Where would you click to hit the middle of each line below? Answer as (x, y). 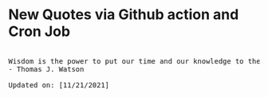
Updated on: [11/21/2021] (59, 85)
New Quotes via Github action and (124, 15)
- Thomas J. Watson (46, 69)
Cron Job (39, 31)
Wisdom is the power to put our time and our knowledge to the (134, 61)
